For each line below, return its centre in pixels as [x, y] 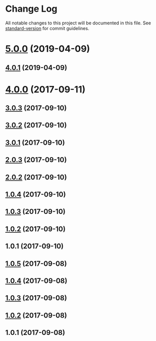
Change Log [31, 9]
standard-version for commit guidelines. [47, 28]
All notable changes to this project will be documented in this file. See [78, 23]
